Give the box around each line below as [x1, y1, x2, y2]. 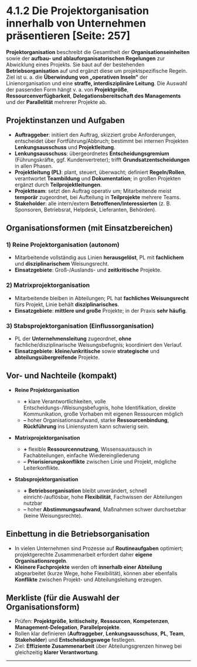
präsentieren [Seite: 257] [6, 29, 131, 42]
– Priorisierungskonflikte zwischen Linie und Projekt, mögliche [23, 458, 177, 465]
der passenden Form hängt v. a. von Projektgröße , [6, 86, 129, 93]
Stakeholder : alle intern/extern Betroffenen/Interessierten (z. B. [14, 200, 172, 207]
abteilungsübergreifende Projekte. [14, 354, 100, 361]
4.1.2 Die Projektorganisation [6, 4, 150, 18]
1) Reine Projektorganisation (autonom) [6, 241, 120, 249]
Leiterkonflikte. [23, 464, 60, 471]
